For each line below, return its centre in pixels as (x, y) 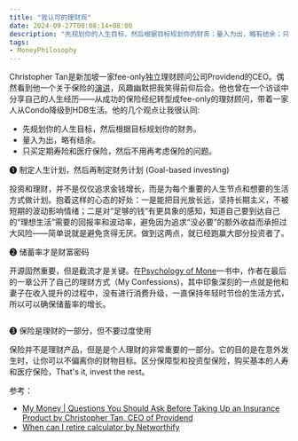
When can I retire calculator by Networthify (101, 428)
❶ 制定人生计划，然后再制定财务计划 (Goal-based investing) (119, 170)
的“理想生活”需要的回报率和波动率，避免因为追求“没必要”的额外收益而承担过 (148, 222)
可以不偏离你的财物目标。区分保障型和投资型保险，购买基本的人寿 (168, 361)
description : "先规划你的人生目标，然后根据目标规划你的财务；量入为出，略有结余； (146, 34)
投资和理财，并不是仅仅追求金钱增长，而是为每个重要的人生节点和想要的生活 (149, 189)
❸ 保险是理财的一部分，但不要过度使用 (80, 331)
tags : (19, 42)
